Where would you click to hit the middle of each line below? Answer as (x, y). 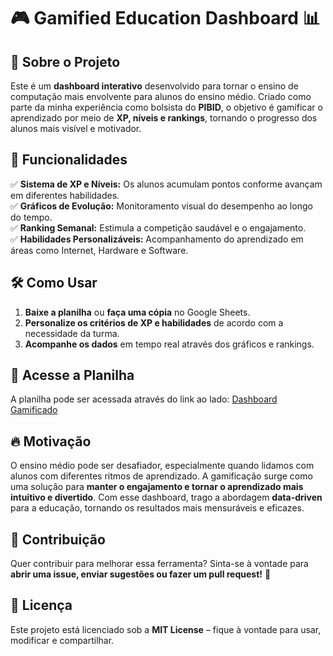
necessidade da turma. (72, 333)
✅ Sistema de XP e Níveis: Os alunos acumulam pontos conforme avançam (166, 184)
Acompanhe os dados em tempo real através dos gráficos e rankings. (169, 344)
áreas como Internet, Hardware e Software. (99, 250)
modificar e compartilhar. (62, 640)
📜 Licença (41, 605)
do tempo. (31, 217)
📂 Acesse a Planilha (72, 375)
